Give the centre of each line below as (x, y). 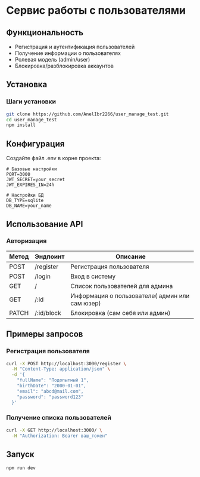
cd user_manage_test (32, 120)
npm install (21, 125)
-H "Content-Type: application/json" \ (61, 369)
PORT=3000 (18, 175)
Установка (27, 85)
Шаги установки (31, 102)
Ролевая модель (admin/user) (52, 59)
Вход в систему (93, 276)
